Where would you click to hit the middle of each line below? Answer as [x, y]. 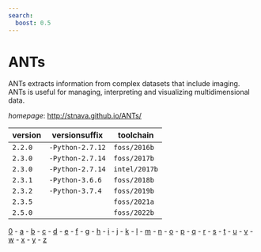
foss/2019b [134, 191]
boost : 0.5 [33, 23]
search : [21, 15]
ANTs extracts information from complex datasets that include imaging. [124, 84]
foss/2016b [134, 148]
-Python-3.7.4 [75, 191]
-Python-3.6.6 [75, 180]
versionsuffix [78, 135]
